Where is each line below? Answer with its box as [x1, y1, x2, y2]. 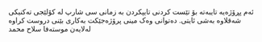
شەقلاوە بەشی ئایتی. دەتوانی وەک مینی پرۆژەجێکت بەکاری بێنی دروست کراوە [8, 15, 242, 25]
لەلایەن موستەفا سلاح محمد [8, 24, 91, 33]
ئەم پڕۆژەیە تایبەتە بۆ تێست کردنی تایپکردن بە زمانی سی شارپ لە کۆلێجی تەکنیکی [8, 7, 254, 16]
